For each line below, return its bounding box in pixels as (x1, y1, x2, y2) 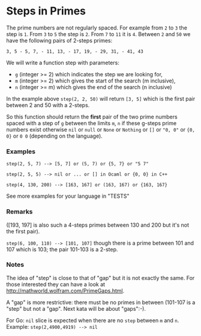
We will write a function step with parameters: (6, 59, 120, 66)
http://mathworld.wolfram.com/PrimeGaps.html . (6, 287, 125, 294)
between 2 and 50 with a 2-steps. (6, 101, 90, 109)
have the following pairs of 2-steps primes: (6, 37, 113, 44)
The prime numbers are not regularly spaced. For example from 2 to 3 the (6, 24, 188, 31)
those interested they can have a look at (6, 281, 106, 288)
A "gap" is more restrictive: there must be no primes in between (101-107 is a (6, 299, 196, 306)
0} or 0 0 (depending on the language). (6, 132, 103, 139)
